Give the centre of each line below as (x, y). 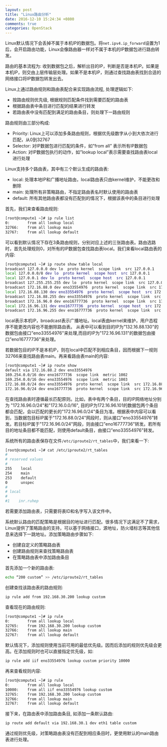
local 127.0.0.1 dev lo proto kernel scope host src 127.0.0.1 (75, 278)
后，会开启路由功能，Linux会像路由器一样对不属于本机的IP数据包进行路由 (80, 49)
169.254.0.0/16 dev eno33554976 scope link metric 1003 (66, 379)
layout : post (19, 10)
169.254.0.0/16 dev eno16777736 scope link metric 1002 (66, 375)
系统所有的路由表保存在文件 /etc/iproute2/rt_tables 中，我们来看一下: (77, 441)
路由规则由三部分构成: (28, 123)
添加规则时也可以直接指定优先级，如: (56, 651)
